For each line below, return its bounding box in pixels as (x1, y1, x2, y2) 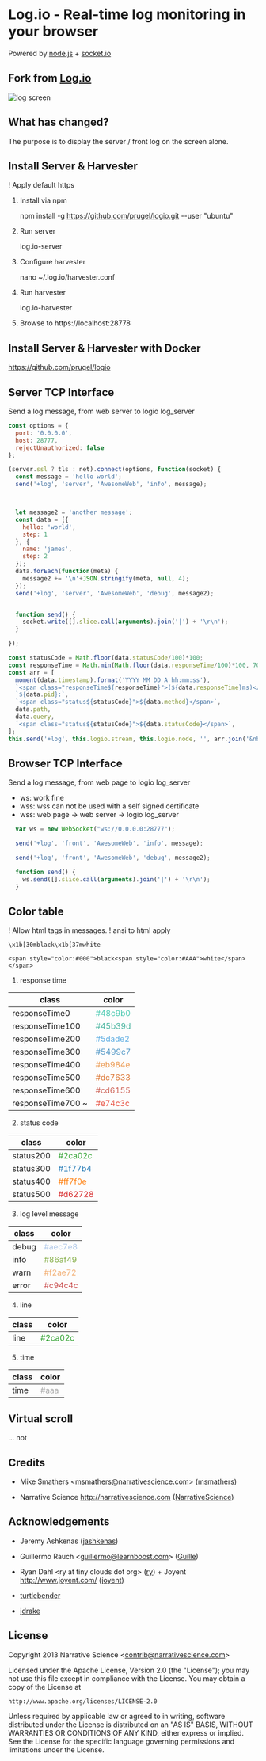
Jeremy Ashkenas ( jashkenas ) (19, 1536, 119, 1546)
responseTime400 (12, 1059, 81, 1071)
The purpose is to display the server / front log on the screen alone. (8, 136, 229, 146)
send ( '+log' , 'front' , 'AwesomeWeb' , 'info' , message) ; (15, 839, 203, 848)
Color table (8, 904, 64, 918)
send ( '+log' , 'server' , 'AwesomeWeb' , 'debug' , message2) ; (15, 589, 215, 597)
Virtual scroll (8, 1412, 74, 1425)
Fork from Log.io (8, 71, 92, 85)
